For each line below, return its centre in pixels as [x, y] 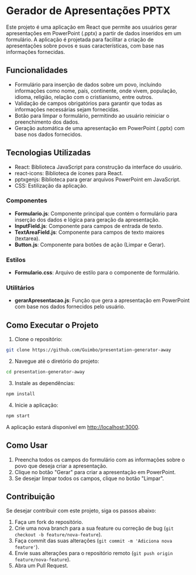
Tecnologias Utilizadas [49, 153]
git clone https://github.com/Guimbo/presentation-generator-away [89, 350]
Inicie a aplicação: [36, 405]
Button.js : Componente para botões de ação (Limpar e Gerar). [90, 244]
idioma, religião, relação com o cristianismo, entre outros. [84, 97]
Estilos [16, 260]
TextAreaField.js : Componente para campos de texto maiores [90, 232]
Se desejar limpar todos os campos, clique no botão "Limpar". [89, 478]
